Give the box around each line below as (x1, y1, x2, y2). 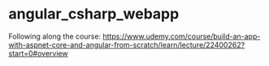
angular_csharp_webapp (8, 5, 180, 23)
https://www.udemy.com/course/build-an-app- (102, 31, 261, 41)
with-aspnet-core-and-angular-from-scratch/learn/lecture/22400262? (8, 39, 245, 49)
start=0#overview (8, 48, 68, 58)
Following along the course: (8, 31, 102, 41)
